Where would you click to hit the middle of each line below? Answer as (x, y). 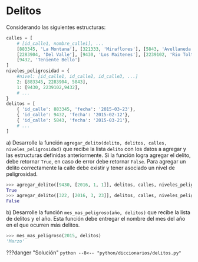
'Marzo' (16, 241)
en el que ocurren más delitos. (43, 225)
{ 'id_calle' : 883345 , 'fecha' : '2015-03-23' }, (76, 109)
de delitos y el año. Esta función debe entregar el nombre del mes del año (96, 219)
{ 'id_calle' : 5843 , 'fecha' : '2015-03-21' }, (74, 120)
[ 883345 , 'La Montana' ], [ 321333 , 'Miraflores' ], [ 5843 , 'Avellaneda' (105, 49)
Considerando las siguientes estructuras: (56, 27)
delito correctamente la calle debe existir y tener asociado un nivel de (90, 168)
